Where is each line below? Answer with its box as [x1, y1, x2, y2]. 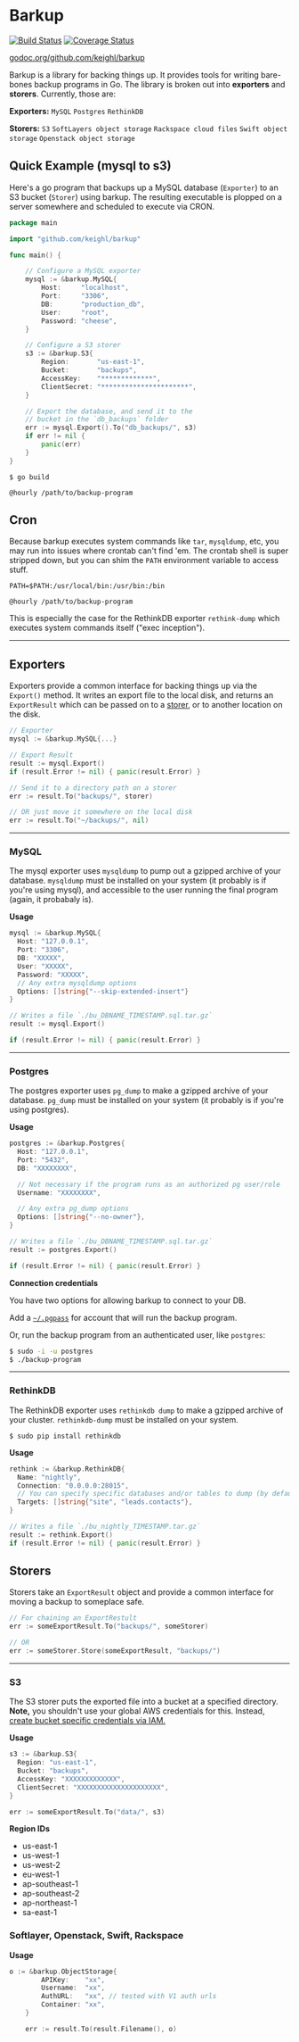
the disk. [9, 709, 42, 719]
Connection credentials [9, 1277, 98, 1288]
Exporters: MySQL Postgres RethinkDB [9, 105, 144, 116]
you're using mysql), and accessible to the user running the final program [9, 884, 279, 895]
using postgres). [9, 1104, 69, 1116]
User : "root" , [41, 308, 109, 317]
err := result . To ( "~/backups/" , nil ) [9, 816, 149, 826]
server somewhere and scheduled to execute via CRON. [9, 201, 215, 212]
